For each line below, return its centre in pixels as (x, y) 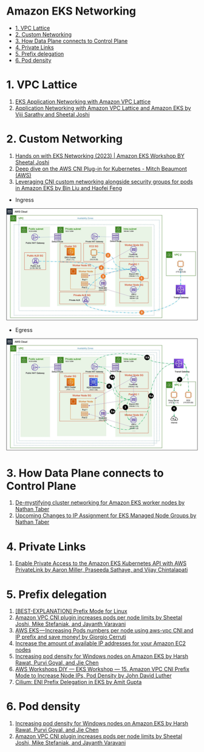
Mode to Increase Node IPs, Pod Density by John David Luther (93, 676)
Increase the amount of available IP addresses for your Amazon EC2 (100, 643)
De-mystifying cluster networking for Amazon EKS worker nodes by (100, 503)
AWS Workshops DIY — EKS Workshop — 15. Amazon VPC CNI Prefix (102, 669)
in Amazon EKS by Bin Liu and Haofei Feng (69, 188)
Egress (24, 330)
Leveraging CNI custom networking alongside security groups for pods (104, 181)
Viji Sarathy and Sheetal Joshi (52, 114)
